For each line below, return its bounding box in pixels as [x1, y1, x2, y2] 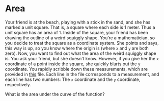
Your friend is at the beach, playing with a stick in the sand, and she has [5, 19, 151, 25]
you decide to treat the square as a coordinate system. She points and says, [5, 40, 159, 46]
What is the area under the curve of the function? [5, 91, 105, 97]
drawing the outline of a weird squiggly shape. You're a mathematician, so [5, 35, 155, 41]
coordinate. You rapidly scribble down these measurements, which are [5, 66, 148, 72]
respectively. [5, 81, 31, 87]
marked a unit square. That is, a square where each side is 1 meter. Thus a [5, 24, 156, 30]
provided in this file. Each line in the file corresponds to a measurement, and [5, 71, 160, 77]
